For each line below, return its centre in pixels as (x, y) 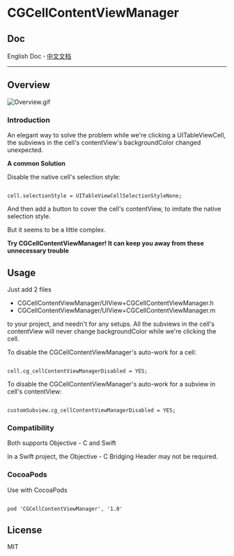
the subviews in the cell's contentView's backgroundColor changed (104, 143)
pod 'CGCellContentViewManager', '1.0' (65, 509)
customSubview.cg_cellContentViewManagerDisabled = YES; (92, 410)
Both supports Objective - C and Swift (62, 443)
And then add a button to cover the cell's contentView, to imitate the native (114, 209)
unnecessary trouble (38, 251)
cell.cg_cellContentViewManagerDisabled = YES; (78, 371)
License (25, 530)
